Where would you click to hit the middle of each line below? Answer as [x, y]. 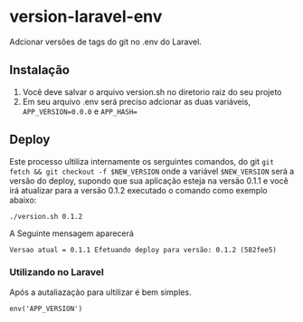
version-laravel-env [86, 17]
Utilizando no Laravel [57, 272]
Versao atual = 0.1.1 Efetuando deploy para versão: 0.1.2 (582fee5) [143, 250]
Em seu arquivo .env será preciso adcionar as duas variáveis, [137, 101]
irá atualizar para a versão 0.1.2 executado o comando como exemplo [139, 190]
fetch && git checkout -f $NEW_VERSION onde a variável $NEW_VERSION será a [152, 171]
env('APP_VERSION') [46, 308]
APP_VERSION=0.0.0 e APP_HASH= [80, 111]
